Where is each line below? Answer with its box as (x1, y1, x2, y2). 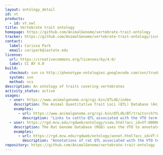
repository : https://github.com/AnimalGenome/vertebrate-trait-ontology (5, 143, 155, 148)
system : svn (9, 75, 34, 80)
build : (5, 66, 18, 71)
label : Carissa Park (9, 43, 51, 48)
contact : (5, 39, 23, 44)
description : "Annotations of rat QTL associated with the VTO (22, 138, 153, 143)
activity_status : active (5, 88, 55, 93)
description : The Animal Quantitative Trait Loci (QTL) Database (14, 102, 149, 107)
